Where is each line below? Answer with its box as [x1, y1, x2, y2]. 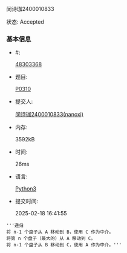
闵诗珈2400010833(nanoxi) [15, 111, 83, 118]
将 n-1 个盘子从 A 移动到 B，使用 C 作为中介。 [6, 229, 114, 235]
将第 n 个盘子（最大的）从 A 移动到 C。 [6, 235, 96, 241]
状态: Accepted [6, 18, 44, 25]
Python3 [15, 185, 36, 192]
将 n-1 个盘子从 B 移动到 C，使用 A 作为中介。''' [6, 242, 122, 248]
